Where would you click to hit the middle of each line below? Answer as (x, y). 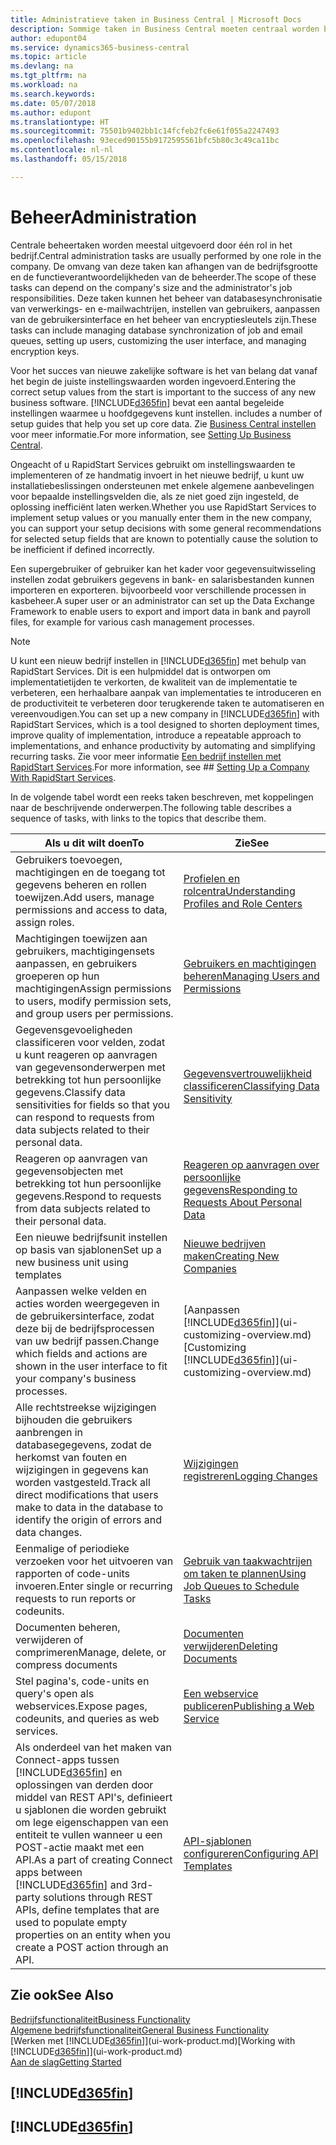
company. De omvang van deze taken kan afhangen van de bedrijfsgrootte (164, 266)
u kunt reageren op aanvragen (86, 1054)
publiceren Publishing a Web (249, 1706)
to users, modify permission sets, (93, 1001)
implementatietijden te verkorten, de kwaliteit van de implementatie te (154, 682)
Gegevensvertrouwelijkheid (247, 1073)
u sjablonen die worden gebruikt (91, 1809)
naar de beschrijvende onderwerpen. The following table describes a (151, 807)
